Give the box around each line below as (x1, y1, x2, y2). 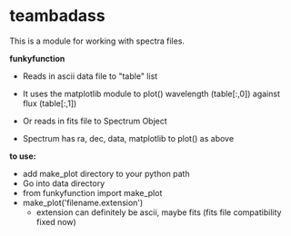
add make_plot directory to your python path (22, 168, 190, 179)
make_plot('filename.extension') (22, 197, 144, 208)
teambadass (9, 5, 106, 26)
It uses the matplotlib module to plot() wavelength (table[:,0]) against (22, 88, 280, 99)
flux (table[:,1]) (22, 97, 77, 109)
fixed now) (35, 216, 77, 227)
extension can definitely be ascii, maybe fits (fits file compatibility (35, 206, 282, 218)
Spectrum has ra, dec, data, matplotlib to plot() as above (22, 133, 235, 143)
